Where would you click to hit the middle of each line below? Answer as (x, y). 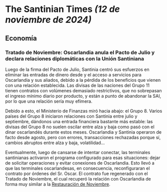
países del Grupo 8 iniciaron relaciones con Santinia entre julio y (71, 116)
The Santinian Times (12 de (62, 9)
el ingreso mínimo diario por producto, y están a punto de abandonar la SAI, (83, 96)
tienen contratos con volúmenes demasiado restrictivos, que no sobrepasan (83, 90)
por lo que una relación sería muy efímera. (49, 101)
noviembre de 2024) (48, 20)
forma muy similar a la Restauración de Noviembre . (58, 184)
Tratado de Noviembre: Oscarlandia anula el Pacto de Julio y (80, 52)
